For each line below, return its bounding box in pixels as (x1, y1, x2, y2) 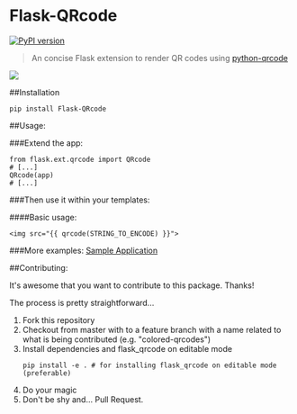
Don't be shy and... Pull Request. (22, 393, 144, 405)
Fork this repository (22, 314, 95, 325)
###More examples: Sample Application (9, 245, 158, 256)
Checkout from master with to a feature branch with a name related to (22, 324, 282, 335)
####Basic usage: (9, 211, 77, 222)
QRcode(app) (9, 170, 54, 180)
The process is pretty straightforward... (9, 297, 155, 308)
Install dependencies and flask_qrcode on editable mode (22, 343, 232, 354)
